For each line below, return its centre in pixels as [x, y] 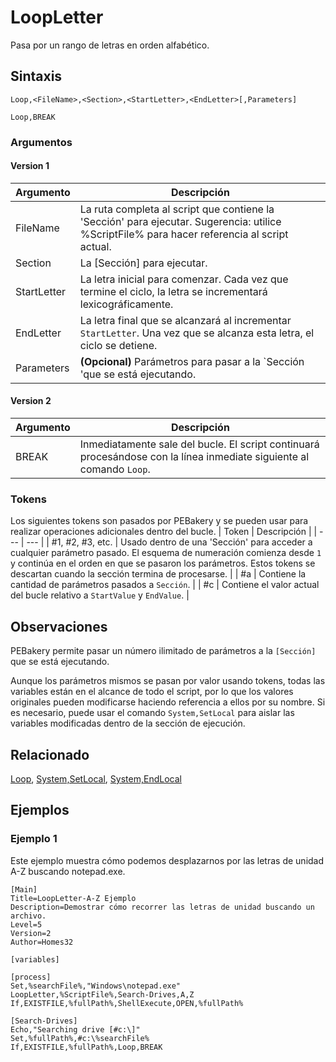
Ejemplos [40, 810]
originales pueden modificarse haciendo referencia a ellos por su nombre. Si [168, 702]
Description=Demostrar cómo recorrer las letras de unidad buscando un [162, 907]
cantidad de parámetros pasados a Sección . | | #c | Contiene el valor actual [165, 585]
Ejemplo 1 [34, 839]
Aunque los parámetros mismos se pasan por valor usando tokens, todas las [168, 681]
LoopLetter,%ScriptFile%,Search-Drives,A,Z [102, 994]
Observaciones [59, 626]
